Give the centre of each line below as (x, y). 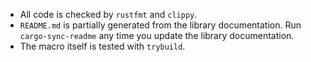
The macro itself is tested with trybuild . (102, 46)
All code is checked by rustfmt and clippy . (108, 14)
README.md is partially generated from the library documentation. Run (160, 25)
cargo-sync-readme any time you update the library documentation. (157, 35)
